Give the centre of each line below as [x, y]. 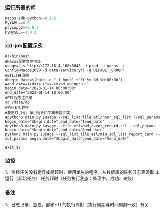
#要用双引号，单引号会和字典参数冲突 [38, 113]
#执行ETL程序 [17, 108]
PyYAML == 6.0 [17, 23]
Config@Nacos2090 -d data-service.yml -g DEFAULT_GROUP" [65, 70]
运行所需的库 [21, 7]
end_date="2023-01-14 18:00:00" [38, 93]
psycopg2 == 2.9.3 [22, 28]
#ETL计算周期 [17, 76]
